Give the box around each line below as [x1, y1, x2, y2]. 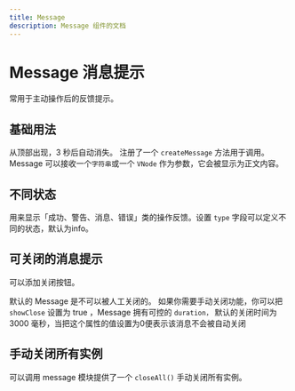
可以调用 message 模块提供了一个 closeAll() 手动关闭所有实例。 [9, 371, 247, 382]
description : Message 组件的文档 [9, 21, 126, 30]
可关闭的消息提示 [9, 251, 103, 267]
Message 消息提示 [9, 62, 145, 83]
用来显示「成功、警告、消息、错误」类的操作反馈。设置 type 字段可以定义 [9, 212, 279, 223]
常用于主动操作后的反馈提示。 [9, 93, 118, 104]
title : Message [9, 12, 66, 22]
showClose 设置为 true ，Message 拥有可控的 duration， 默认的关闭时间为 [9, 307, 277, 317]
